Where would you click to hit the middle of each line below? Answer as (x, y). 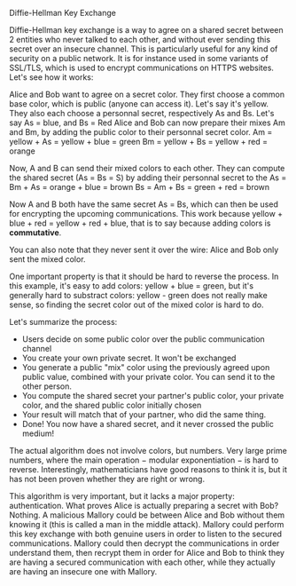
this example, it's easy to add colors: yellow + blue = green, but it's (132, 286)
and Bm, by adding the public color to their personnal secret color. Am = (141, 132)
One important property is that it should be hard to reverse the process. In (144, 276)
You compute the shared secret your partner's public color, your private (153, 396)
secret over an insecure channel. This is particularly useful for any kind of (144, 49)
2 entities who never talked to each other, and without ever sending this (140, 40)
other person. (47, 386)
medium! (38, 433)
